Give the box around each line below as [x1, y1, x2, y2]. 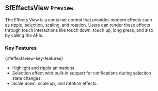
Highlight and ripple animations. [12, 65, 76, 71]
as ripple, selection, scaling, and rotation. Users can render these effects [5, 22, 150, 28]
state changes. [12, 75, 42, 81]
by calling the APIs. [5, 32, 44, 38]
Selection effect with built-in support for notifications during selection [12, 70, 152, 76]
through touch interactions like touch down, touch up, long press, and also [5, 27, 154, 33]
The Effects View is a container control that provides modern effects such [5, 17, 153, 22]
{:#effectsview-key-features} [5, 55, 63, 61]
